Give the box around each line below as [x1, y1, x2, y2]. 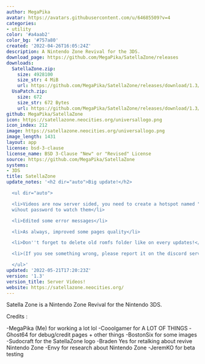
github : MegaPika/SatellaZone [6, 111, 84, 117]
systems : [6, 162, 29, 168]
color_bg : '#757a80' [6, 37, 59, 43]
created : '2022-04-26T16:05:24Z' [6, 43, 92, 49]
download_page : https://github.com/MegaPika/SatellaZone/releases [6, 54, 179, 60]
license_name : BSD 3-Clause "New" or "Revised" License [6, 151, 151, 157]
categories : [6, 20, 37, 26]
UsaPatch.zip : [12, 88, 48, 95]
